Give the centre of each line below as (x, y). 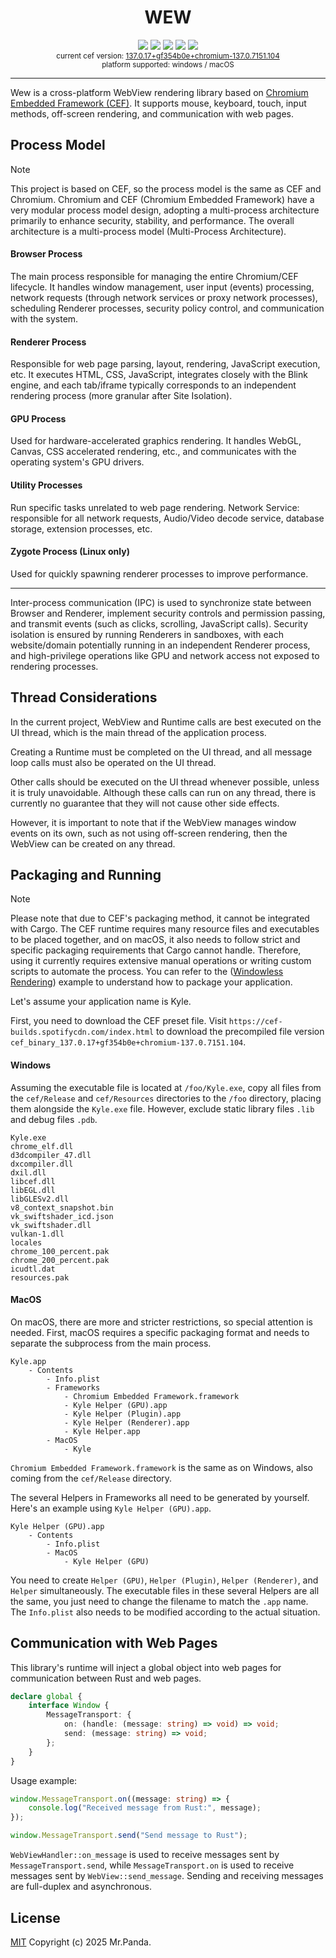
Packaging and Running (86, 874)
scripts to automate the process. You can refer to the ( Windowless (147, 972)
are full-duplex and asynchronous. (81, 1887)
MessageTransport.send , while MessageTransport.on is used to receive (152, 1865)
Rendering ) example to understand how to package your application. (151, 982)
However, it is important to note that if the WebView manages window (153, 822)
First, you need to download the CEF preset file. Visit (118, 1021)
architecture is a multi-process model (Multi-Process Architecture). (148, 231)
